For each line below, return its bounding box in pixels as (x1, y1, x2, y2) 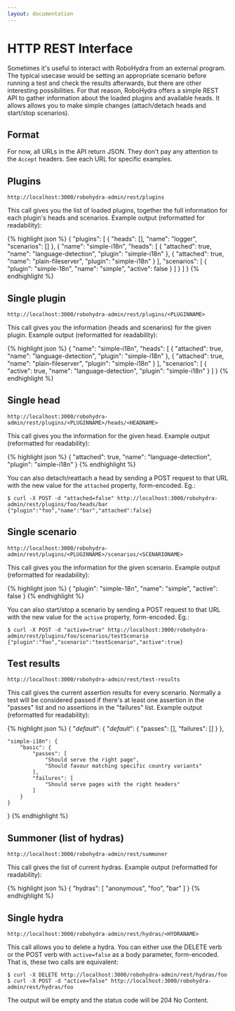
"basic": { (20, 744, 52, 751)
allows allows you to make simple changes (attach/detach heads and (7, 101, 207, 110)
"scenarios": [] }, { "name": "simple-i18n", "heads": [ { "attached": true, (7, 242, 212, 251)
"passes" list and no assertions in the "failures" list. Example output (7, 703, 202, 712)
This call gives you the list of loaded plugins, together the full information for (7, 206, 228, 215)
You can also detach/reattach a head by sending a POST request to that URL (7, 473, 229, 482)
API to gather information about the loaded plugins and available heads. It (7, 93, 220, 102)
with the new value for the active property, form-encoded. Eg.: (7, 612, 189, 621)
